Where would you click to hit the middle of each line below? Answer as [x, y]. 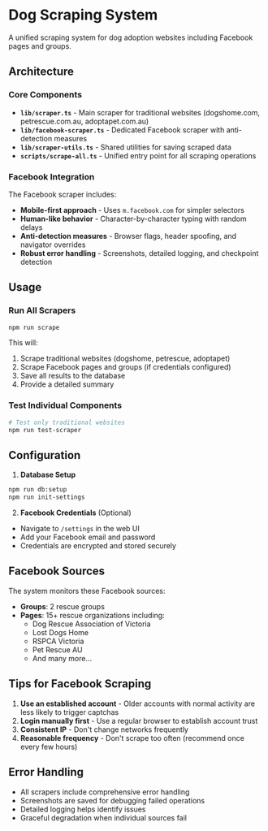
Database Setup [48, 475]
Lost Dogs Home [61, 632]
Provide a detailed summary [67, 384]
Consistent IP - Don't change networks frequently [104, 729]
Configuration [45, 455]
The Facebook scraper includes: [63, 194]
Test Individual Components [65, 405]
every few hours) [49, 747]
